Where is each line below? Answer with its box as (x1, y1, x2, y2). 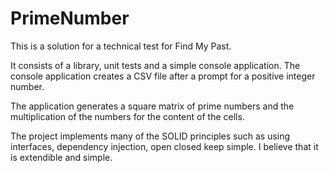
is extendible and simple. (10, 151, 113, 163)
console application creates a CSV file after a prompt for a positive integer (10, 70, 316, 82)
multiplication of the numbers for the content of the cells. (10, 110, 245, 122)
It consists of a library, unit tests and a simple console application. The (10, 59, 301, 71)
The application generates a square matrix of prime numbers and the (10, 100, 295, 112)
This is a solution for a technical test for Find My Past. (10, 40, 232, 52)
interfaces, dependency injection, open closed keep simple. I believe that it (10, 140, 319, 152)
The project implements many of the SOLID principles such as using (10, 130, 291, 142)
